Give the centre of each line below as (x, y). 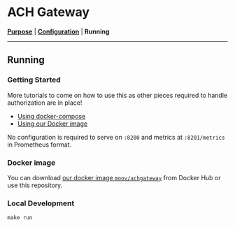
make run (20, 218)
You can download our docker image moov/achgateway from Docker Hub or (114, 177)
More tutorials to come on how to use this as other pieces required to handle (117, 95)
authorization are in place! (45, 103)
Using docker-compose (51, 116)
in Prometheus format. (40, 145)
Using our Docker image (52, 124)
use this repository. (35, 185)
